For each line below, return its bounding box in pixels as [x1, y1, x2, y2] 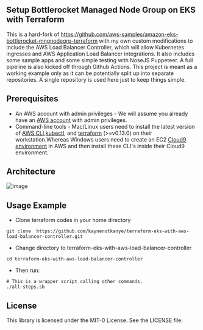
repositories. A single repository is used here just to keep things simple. [6, 76, 186, 83]
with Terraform [6, 15, 65, 25]
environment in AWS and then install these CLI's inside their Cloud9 [15, 142, 185, 149]
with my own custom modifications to [99, 37, 193, 45]
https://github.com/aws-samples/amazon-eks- [60, 30, 179, 38]
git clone [6, 228, 32, 234]
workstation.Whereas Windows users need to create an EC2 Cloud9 [15, 135, 187, 143]
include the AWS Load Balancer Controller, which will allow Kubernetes [6, 43, 185, 51]
